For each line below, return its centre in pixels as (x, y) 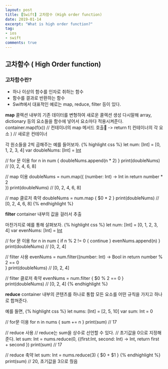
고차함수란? (19, 80)
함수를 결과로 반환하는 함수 (39, 98)
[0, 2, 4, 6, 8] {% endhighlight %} (39, 204)
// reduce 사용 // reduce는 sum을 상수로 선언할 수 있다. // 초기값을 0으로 (77, 333)
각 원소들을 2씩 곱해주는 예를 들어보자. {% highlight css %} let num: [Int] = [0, (83, 144)
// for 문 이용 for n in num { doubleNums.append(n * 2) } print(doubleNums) (83, 161)
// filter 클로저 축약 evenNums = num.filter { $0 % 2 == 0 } (64, 278)
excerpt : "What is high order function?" (49, 24)
